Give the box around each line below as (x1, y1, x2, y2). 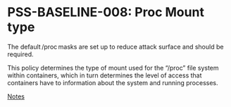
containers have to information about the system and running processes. (7, 78, 218, 87)
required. (7, 50, 34, 58)
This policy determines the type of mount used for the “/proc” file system (7, 63, 220, 72)
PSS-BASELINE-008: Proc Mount (7, 4, 204, 20)
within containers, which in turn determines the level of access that (7, 71, 202, 80)
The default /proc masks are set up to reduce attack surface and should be (7, 42, 224, 51)
